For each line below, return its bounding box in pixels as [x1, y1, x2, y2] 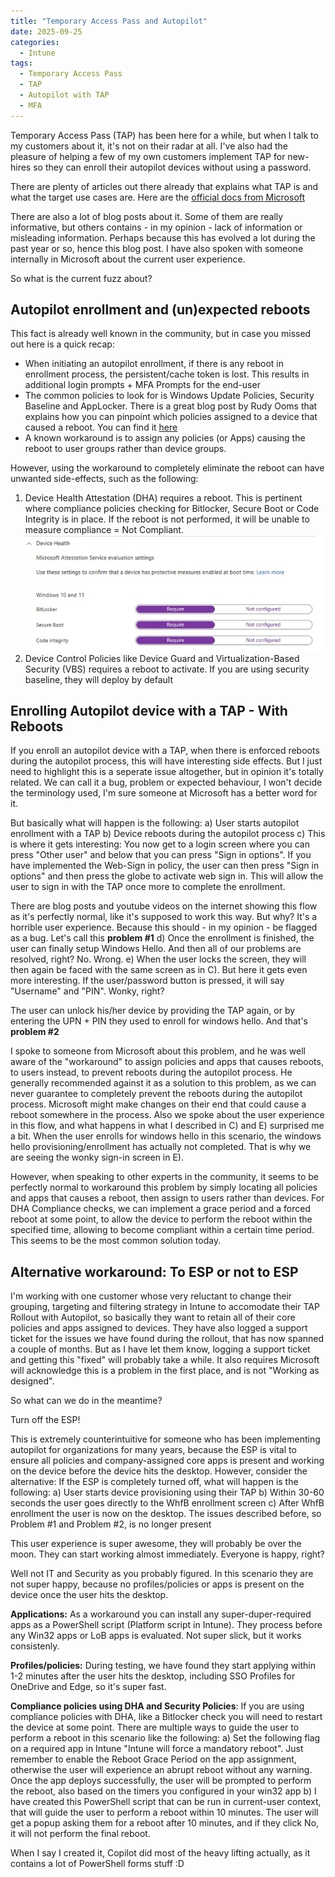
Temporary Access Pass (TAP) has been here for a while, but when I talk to [10, 129, 319, 141]
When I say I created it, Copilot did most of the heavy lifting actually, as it [10, 1847, 311, 1859]
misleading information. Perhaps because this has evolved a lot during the [10, 231, 316, 244]
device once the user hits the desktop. [10, 1589, 169, 1601]
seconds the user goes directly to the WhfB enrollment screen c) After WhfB [10, 1497, 325, 1509]
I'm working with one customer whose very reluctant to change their [10, 1290, 293, 1302]
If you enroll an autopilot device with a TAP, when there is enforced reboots [10, 745, 320, 757]
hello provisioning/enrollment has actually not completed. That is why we [10, 1141, 312, 1153]
